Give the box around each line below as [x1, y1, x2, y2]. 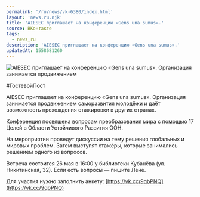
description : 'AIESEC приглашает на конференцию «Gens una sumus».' [6, 42, 180, 48]
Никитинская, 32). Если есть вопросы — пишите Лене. [6, 166, 146, 173]
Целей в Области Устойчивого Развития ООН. [6, 124, 124, 131]
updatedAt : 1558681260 [6, 48, 63, 54]
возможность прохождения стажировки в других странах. [6, 106, 156, 113]
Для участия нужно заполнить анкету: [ [6, 177, 108, 185]
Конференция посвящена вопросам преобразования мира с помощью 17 [6, 118, 194, 125]
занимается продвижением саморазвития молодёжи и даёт [6, 100, 161, 107]
